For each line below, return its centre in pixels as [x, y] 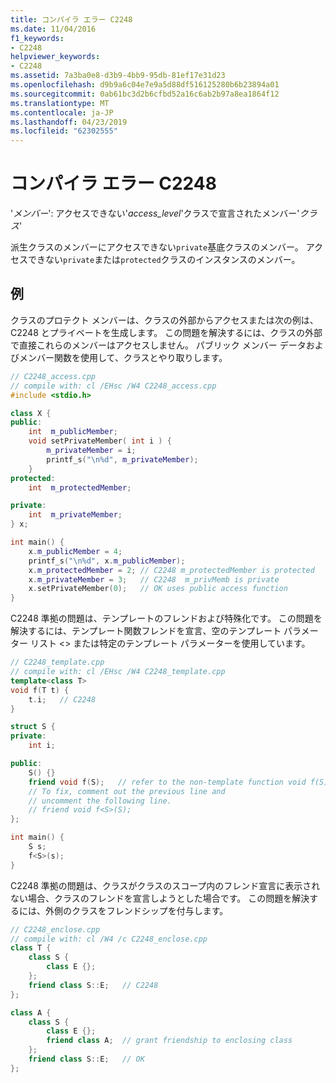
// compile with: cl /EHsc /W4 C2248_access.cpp [113, 386]
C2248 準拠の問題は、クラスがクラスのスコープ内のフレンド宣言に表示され [165, 885]
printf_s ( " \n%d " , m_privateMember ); [122, 459]
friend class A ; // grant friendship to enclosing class [169, 1041]
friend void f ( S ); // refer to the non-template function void [167, 782]
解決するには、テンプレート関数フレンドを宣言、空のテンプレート [146, 631]
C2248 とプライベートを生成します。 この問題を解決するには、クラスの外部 [166, 332]
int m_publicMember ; [73, 432]
